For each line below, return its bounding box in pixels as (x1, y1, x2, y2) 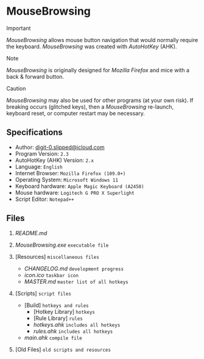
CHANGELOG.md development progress (24, 264, 124, 272)
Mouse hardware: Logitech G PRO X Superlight (15, 189, 135, 196)
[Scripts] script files (15, 289, 72, 297)
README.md (15, 229, 47, 236)
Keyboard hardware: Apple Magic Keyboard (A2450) (15, 182, 144, 190)
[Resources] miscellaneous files (15, 253, 99, 260)
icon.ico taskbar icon (24, 271, 79, 278)
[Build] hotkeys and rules (24, 301, 90, 309)
